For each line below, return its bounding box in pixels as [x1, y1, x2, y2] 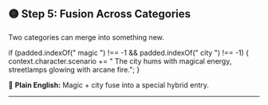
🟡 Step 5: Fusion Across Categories [8, 7, 191, 21]
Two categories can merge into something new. [8, 32, 165, 42]
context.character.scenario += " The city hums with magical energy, [8, 56, 232, 66]
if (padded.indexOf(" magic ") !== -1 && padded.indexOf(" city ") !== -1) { [8, 48, 250, 57]
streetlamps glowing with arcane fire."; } [8, 64, 140, 74]
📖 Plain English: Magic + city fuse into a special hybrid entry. [8, 80, 210, 90]
